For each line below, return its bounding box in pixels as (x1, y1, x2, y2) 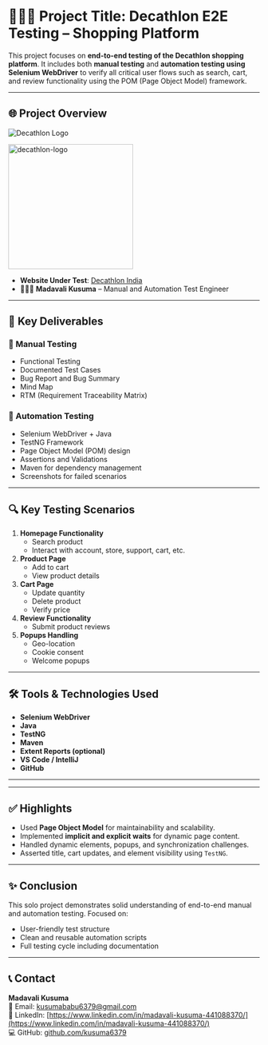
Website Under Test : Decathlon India (19, 275, 143, 285)
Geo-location (31, 639, 76, 648)
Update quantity (31, 588, 85, 597)
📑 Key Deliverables (8, 315, 104, 329)
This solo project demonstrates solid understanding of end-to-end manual (8, 899, 252, 910)
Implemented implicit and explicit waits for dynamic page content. (19, 832, 240, 841)
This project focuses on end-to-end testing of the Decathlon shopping (8, 50, 245, 60)
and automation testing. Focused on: (8, 908, 129, 918)
